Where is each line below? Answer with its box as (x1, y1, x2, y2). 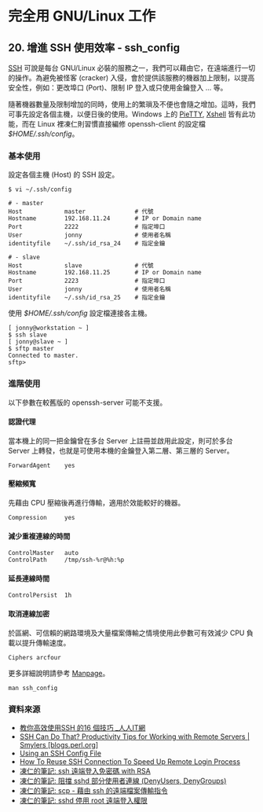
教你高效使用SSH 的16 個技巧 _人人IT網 (19, 722, 146, 732)
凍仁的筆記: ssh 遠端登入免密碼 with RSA (19, 766, 151, 775)
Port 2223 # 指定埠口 (8, 277, 166, 285)
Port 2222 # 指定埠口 (8, 223, 166, 231)
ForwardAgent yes (8, 461, 76, 469)
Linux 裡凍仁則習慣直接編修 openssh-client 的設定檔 (37, 119, 206, 128)
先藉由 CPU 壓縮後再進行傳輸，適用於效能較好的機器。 (8, 498, 185, 507)
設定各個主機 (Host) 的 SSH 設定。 (8, 170, 119, 179)
